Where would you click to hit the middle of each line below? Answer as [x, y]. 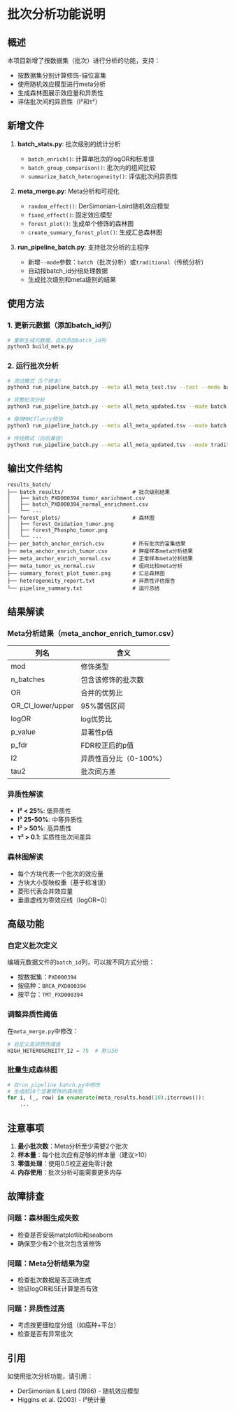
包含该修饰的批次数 [112, 680]
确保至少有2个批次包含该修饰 [59, 1243]
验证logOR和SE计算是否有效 [58, 1289]
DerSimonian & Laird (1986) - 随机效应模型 [78, 1391]
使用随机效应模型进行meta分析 [62, 84]
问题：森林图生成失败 [43, 1218]
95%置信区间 [102, 706]
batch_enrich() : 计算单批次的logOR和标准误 [91, 159]
